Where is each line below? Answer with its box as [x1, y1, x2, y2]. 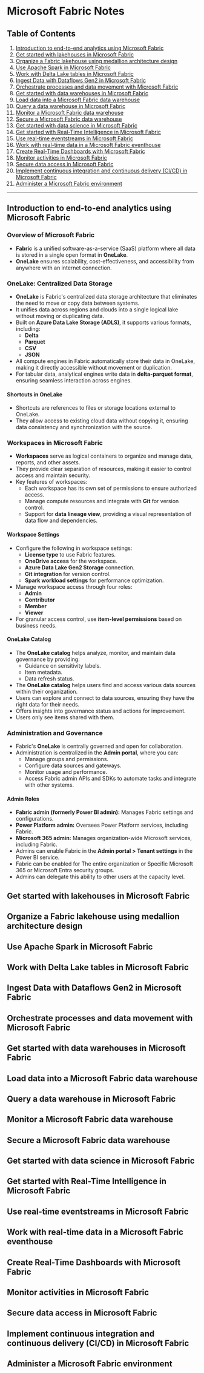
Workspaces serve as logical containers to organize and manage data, [15, 452, 193, 459]
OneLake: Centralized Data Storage [7, 279, 113, 288]
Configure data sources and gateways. [24, 762, 122, 769]
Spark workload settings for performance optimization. [24, 577, 164, 584]
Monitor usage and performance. [24, 768, 108, 776]
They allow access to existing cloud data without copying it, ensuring [15, 417, 188, 424]
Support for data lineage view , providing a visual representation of [24, 510, 192, 518]
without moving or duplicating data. [15, 312, 105, 319]
